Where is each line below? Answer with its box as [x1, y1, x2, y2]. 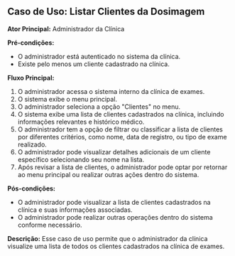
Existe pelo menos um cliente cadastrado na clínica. [17, 60, 170, 68]
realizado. [17, 140, 48, 149]
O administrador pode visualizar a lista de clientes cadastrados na [17, 198, 211, 206]
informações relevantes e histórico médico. [17, 117, 145, 126]
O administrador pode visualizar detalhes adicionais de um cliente [17, 147, 211, 156]
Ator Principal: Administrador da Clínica [7, 24, 125, 33]
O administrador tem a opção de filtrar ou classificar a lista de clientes [17, 124, 224, 134]
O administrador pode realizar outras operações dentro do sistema [17, 213, 213, 221]
